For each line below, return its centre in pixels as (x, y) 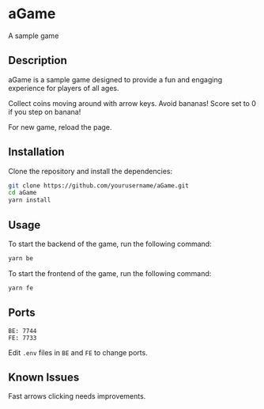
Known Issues (44, 377)
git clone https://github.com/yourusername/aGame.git (99, 186)
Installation (36, 152)
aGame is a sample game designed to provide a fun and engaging (115, 79)
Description (38, 61)
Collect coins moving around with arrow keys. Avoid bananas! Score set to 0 (132, 103)
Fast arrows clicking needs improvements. (77, 396)
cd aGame (23, 193)
